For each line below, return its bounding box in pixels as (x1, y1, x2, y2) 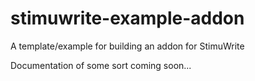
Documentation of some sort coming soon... (10, 59, 192, 71)
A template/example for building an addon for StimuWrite (10, 40, 245, 52)
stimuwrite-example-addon (10, 7, 245, 30)
